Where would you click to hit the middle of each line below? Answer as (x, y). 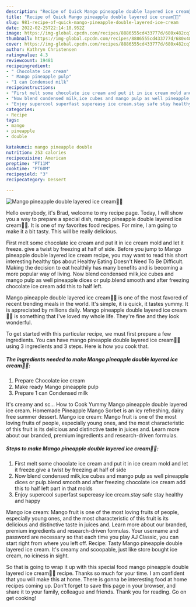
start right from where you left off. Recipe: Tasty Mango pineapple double (94, 543)
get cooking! (21, 598)
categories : (20, 109)
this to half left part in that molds (53, 488)
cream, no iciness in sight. (37, 556)
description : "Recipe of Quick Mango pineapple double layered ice (90, 11)
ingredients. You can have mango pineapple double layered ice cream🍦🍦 (93, 340)
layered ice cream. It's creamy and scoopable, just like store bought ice (92, 549)
